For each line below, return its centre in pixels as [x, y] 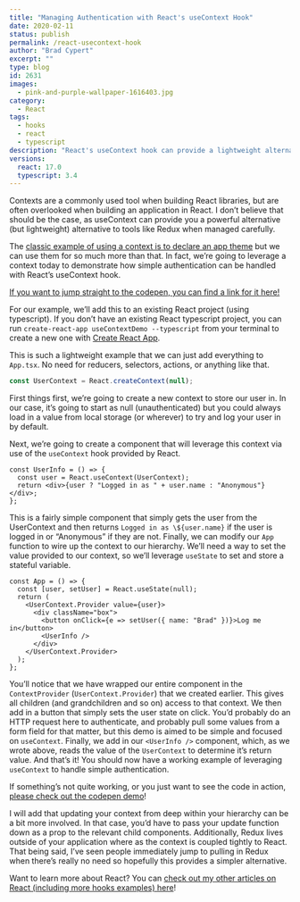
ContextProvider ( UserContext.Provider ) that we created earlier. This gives [146, 694]
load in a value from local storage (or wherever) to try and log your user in [145, 417]
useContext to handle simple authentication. [89, 770]
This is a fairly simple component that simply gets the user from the [133, 518]
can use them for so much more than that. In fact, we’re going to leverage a [148, 256]
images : [24, 84]
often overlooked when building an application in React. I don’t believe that [146, 210]
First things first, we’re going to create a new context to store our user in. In [148, 398]
